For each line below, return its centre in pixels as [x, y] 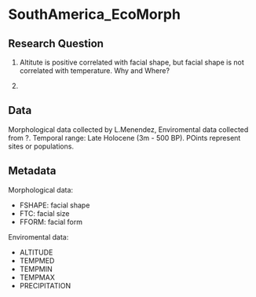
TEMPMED [37, 260]
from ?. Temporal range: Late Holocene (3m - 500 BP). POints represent [124, 137]
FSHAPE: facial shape [55, 205]
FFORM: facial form [51, 222]
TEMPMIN [36, 269]
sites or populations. [41, 146]
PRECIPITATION [45, 285]
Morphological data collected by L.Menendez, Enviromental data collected [128, 129]
